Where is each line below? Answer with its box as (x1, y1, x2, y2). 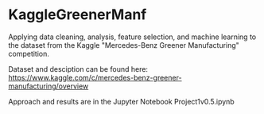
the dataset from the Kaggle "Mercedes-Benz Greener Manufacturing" (8, 40, 240, 49)
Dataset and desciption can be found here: (8, 64, 149, 73)
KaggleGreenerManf (8, 6, 147, 24)
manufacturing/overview (8, 81, 89, 91)
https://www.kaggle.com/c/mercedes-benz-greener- (8, 73, 182, 82)
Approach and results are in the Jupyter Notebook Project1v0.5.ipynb (8, 96, 235, 106)
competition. (8, 49, 50, 58)
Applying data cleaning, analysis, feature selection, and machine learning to (8, 32, 257, 41)
